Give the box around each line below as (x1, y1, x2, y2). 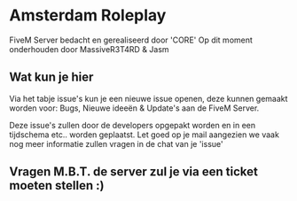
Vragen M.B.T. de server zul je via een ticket (9, 165, 259, 180)
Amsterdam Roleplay (9, 5, 167, 26)
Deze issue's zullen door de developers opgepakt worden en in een (9, 120, 255, 130)
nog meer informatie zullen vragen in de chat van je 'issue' (9, 138, 223, 149)
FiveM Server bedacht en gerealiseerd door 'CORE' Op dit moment (9, 35, 253, 45)
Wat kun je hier (9, 70, 94, 85)
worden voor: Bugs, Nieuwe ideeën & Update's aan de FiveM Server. (9, 103, 260, 113)
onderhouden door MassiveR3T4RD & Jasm (9, 43, 170, 54)
